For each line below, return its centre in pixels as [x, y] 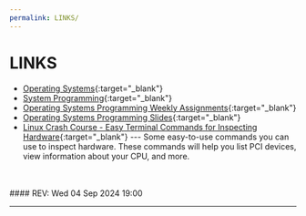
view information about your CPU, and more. [106, 156]
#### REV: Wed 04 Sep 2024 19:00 [76, 193]
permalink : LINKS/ [44, 18]
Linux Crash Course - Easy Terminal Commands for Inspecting [140, 127]
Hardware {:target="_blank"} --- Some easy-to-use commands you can [156, 137]
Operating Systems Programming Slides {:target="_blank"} [132, 117]
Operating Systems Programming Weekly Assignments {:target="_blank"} [159, 108]
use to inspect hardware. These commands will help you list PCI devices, [159, 146]
